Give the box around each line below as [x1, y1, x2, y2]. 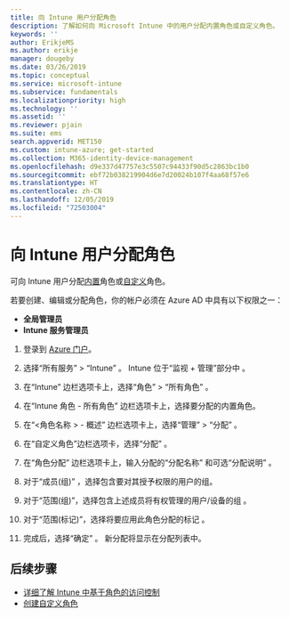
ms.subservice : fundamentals [10, 87, 118, 96]
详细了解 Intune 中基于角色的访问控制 [22, 587, 160, 597]
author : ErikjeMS [10, 37, 75, 47]
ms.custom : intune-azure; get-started [10, 145, 154, 154]
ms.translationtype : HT [10, 179, 99, 188]
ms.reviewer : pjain [10, 121, 83, 130]
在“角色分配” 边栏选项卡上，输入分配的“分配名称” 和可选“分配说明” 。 [22, 457, 277, 467]
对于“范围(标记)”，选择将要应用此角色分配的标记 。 [22, 514, 210, 524]
